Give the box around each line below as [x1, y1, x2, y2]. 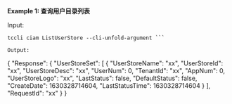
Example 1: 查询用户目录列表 [7, 7, 90, 15]
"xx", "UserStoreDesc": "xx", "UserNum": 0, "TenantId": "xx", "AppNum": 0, [7, 67, 225, 74]
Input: [7, 21, 25, 29]
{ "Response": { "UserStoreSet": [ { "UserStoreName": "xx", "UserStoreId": [7, 59, 224, 67]
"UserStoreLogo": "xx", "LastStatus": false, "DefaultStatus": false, [7, 74, 198, 82]
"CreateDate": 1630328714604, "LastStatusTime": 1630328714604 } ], [7, 82, 211, 90]
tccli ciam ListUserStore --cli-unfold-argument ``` [7, 34, 165, 41]
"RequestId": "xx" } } [7, 89, 67, 97]
